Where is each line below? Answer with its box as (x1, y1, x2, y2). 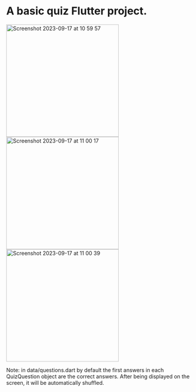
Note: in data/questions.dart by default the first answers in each (6, 366, 164, 373)
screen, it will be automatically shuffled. (6, 379, 104, 386)
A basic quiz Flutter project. (6, 4, 147, 18)
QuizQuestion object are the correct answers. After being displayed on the (6, 373, 190, 380)
